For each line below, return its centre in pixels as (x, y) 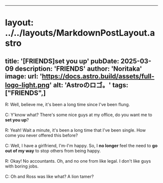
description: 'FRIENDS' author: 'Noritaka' (78, 69)
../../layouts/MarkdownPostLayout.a (80, 33)
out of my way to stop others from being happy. (53, 151)
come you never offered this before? (41, 135)
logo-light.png (27, 85)
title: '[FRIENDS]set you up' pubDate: (62, 61)
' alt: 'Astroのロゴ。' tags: (89, 85)
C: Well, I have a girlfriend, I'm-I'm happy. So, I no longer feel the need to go (81, 145)
